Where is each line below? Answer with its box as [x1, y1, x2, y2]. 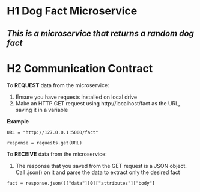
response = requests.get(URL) [7, 140, 83, 146]
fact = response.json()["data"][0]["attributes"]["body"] [7, 180, 155, 186]
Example [7, 117, 29, 125]
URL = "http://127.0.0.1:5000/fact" [7, 129, 98, 135]
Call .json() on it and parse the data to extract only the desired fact [15, 169, 180, 176]
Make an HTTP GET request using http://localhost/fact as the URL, [15, 99, 180, 107]
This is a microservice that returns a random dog [7, 28, 195, 39]
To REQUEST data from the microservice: [7, 81, 110, 88]
